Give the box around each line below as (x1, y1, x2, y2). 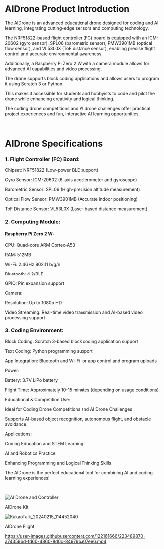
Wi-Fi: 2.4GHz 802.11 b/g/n (5, 261, 61, 267)
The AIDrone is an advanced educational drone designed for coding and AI (5, 20, 159, 26)
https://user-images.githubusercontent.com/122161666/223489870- (5, 533, 146, 539)
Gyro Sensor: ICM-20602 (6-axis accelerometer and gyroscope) (5, 177, 137, 183)
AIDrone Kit (5, 504, 29, 510)
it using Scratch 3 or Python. (5, 81, 64, 87)
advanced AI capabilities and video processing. (5, 66, 102, 72)
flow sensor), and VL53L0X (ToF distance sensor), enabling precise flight (5, 45, 155, 51)
